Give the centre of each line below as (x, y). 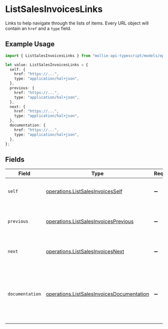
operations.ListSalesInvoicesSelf (84, 191)
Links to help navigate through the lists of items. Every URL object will (77, 23)
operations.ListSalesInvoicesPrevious (90, 221)
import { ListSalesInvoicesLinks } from (48, 56)
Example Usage (30, 44)
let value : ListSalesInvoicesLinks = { (47, 65)
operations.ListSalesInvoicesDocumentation (97, 294)
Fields (15, 159)
